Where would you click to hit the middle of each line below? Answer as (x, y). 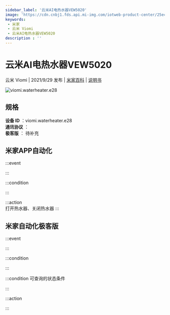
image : (12, 15)
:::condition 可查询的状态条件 (35, 278)
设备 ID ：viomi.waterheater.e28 (39, 120)
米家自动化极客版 (32, 226)
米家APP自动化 (29, 151)
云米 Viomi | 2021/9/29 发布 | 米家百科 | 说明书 (54, 80)
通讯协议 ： (17, 127)
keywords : (16, 19)
